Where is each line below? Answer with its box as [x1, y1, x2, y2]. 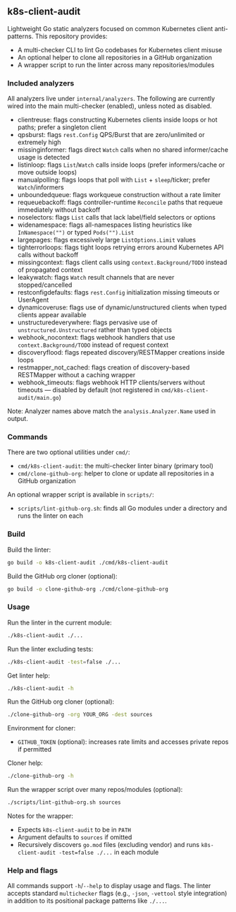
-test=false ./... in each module [58, 848, 159, 856]
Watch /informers [17, 183, 65, 191]
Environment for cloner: [7, 724, 76, 733]
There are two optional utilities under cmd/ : [7, 448, 130, 456]
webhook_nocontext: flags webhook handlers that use [17, 333, 175, 342]
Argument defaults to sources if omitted [17, 833, 132, 841]
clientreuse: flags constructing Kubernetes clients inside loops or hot [17, 116, 218, 124]
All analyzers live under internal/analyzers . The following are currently [7, 95, 216, 103]
